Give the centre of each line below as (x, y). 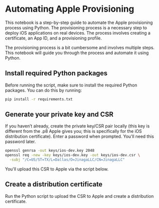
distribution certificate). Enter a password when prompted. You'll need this (79, 136)
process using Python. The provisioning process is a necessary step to (76, 27)
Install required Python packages (56, 73)
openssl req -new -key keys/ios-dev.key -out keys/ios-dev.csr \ (72, 155)
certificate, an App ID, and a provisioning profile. (53, 38)
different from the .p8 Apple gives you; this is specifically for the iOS (73, 131)
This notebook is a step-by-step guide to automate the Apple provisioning (79, 22)
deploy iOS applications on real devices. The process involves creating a (78, 33)
